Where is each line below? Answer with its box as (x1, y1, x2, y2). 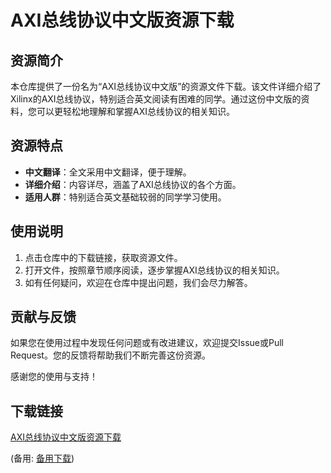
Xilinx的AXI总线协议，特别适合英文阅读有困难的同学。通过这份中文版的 (10, 93, 302, 105)
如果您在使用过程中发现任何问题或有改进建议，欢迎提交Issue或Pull (10, 337, 284, 349)
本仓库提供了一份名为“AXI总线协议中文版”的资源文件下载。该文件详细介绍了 (10, 81, 322, 92)
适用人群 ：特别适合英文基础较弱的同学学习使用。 (24, 191, 227, 203)
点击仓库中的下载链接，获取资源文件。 (24, 251, 183, 263)
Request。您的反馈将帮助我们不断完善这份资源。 (10, 349, 211, 361)
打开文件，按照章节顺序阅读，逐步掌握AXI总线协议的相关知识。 (24, 264, 285, 276)
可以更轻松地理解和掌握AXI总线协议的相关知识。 (36, 106, 235, 117)
